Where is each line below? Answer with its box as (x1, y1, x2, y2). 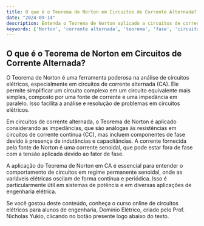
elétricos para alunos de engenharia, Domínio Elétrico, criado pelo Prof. (6, 206, 185, 213)
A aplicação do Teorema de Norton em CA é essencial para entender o (6, 162, 183, 169)
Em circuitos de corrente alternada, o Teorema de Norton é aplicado (6, 118, 177, 125)
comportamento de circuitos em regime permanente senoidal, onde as (6, 168, 183, 176)
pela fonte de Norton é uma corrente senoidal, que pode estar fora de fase (6, 144, 193, 151)
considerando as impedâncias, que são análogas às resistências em (6, 125, 177, 132)
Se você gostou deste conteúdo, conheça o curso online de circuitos (6, 200, 179, 207)
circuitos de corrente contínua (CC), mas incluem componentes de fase (6, 131, 185, 139)
